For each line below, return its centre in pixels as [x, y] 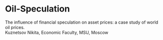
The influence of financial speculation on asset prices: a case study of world [82, 22]
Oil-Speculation [37, 9]
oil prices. [15, 27]
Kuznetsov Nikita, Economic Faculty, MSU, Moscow [57, 32]
